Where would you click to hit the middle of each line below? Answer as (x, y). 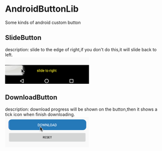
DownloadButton (31, 98)
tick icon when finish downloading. (40, 114)
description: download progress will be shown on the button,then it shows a (81, 109)
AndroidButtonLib (42, 9)
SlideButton (23, 38)
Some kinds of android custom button (43, 22)
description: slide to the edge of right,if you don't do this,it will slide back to (81, 49)
